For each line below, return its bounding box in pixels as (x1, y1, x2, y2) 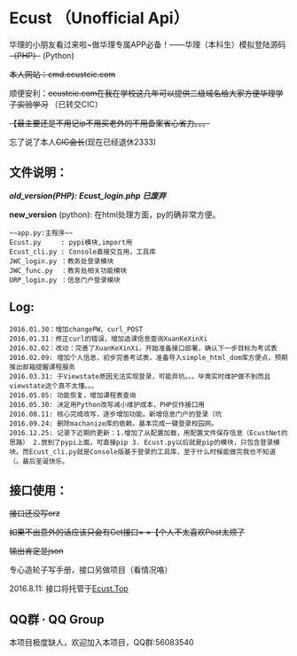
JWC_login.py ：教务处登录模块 (9, 256, 114, 266)
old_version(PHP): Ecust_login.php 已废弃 (9, 190, 167, 200)
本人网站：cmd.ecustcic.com (9, 68, 116, 80)
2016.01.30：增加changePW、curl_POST (9, 324, 144, 333)
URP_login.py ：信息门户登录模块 (9, 276, 121, 285)
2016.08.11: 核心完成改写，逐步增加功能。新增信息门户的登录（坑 (9, 410, 223, 418)
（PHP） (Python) (9, 50, 74, 60)
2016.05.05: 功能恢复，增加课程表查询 (9, 391, 137, 400)
